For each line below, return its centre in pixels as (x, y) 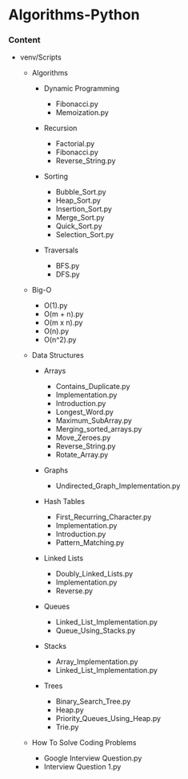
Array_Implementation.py (97, 662)
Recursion (60, 128)
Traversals (61, 250)
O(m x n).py (63, 322)
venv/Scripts (40, 57)
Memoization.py (82, 113)
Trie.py (67, 727)
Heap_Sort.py (78, 201)
